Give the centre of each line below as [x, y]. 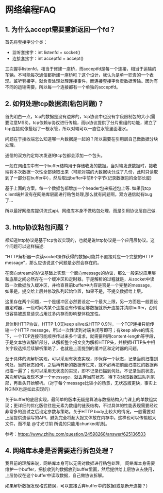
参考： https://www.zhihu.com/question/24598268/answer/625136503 [75, 434]
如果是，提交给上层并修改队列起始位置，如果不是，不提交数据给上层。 [75, 291]
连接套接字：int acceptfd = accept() [48, 58]
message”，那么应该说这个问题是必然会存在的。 [53, 263]
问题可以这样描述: [27, 246]
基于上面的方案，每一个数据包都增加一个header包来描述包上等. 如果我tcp [78, 188]
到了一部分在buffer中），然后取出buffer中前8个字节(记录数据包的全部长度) [78, 177]
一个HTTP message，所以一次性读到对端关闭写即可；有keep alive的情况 [81, 330]
